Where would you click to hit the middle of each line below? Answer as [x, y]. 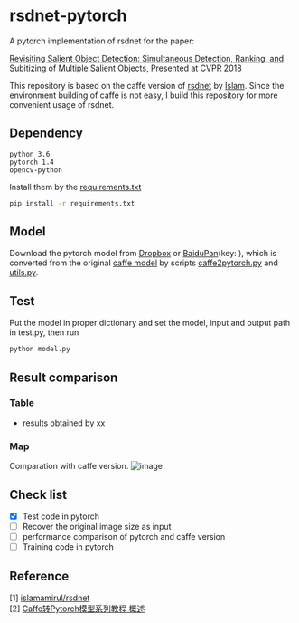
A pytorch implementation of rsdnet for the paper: [102, 41]
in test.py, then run [44, 332]
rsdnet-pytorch [68, 16]
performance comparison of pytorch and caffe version [124, 537]
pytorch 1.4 [32, 162]
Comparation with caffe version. [69, 466]
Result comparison [64, 377]
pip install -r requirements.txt [72, 203]
